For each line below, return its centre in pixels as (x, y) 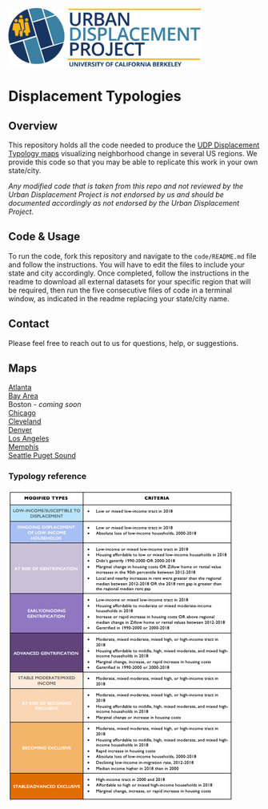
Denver (20, 430)
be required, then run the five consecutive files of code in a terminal (120, 290)
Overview (33, 125)
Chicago (22, 413)
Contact (29, 324)
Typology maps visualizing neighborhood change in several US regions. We (133, 153)
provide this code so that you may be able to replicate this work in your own (133, 162)
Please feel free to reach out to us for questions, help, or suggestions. (123, 343)
